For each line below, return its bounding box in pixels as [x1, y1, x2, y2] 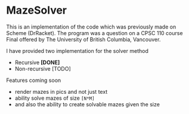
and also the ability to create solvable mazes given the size [14, 100, 160, 107]
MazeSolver [6, 4, 67, 17]
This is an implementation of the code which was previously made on [6, 23, 176, 30]
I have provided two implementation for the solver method [6, 47, 149, 54]
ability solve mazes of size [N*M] [14, 94, 95, 102]
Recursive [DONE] [14, 59, 60, 66]
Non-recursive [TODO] [14, 65, 72, 72]
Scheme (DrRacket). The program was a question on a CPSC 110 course [6, 29, 183, 36]
